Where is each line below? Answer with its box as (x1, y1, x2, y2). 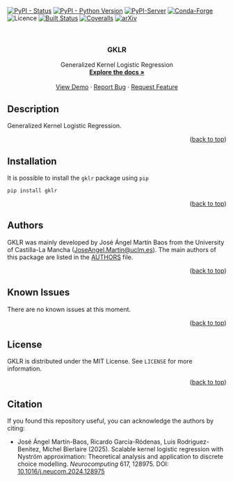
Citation (7, 398, 43, 410)
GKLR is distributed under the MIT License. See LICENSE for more (7, 357, 193, 366)
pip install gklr (7, 187, 58, 194)
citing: (7, 424, 26, 433)
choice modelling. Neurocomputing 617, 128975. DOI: (17, 460, 169, 468)
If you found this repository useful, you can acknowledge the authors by (7, 417, 214, 425)
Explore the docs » (89, 68, 145, 77)
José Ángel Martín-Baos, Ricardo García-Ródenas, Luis (17, 437, 176, 446)
